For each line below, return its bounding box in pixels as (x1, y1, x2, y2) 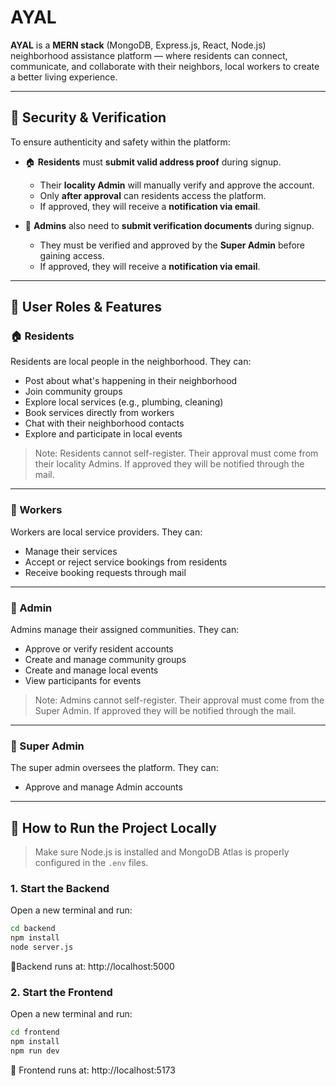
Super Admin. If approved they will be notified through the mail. (34, 705, 297, 717)
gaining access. (39, 249, 105, 261)
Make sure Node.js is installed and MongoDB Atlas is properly (34, 846, 290, 858)
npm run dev (10, 1046, 60, 1056)
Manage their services (24, 545, 118, 557)
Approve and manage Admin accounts (24, 781, 183, 793)
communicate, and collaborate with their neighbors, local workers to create (10, 60, 320, 72)
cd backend (10, 924, 56, 934)
